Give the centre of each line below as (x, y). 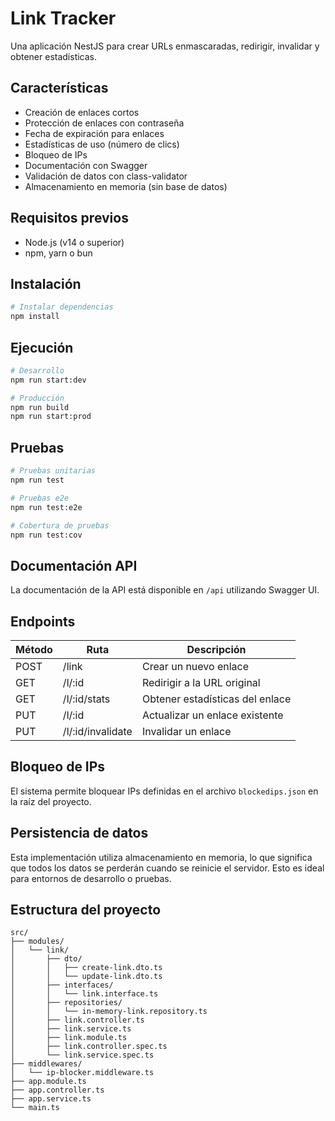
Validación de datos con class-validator (106, 176)
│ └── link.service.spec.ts (82, 1055)
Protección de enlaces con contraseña (104, 123)
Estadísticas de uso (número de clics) (102, 144)
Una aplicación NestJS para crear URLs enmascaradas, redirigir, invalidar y (165, 46)
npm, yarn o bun (58, 253)
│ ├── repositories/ (66, 1003)
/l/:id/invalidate (97, 731)
